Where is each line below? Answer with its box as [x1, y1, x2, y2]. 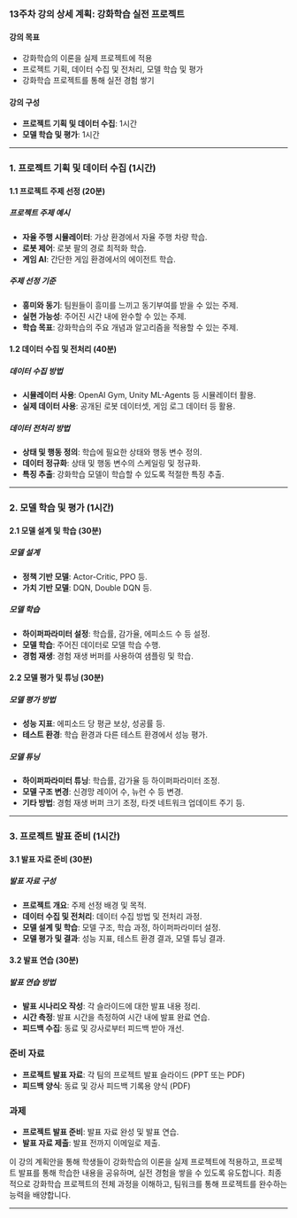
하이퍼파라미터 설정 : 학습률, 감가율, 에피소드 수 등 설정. [21, 628, 210, 639]
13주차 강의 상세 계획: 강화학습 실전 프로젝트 [9, 7, 186, 20]
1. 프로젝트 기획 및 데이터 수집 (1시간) [9, 162, 156, 175]
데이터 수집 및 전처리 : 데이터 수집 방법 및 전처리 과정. [21, 910, 202, 921]
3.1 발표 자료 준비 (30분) [9, 854, 93, 864]
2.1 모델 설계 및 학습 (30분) [9, 525, 102, 535]
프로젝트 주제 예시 [9, 207, 71, 218]
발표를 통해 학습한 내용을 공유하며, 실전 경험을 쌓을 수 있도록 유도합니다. [18, 1167, 266, 1178]
